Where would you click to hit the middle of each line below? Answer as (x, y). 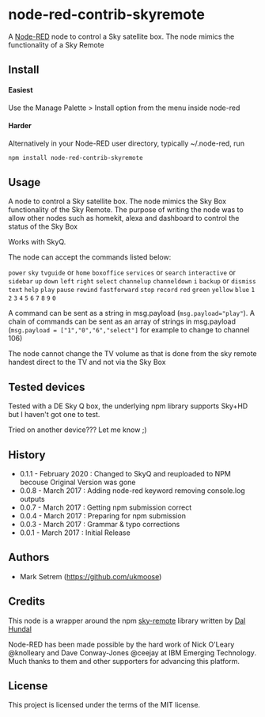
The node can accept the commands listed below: (90, 257)
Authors (29, 558)
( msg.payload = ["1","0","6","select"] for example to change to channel (129, 330)
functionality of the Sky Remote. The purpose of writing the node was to (126, 210)
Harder (20, 126)
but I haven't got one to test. (54, 415)
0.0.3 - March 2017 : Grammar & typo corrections (100, 525)
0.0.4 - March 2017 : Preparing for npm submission (102, 516)
